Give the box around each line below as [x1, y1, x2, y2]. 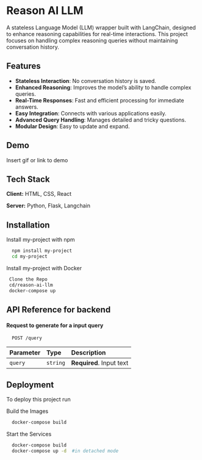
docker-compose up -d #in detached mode [12, 448, 119, 454]
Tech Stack [6, 174, 50, 184]
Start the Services [6, 430, 52, 437]
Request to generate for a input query [6, 322, 104, 329]
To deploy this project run [6, 395, 71, 403]
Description [71, 348, 106, 357]
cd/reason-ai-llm [9, 282, 53, 288]
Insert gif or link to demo [6, 156, 68, 164]
